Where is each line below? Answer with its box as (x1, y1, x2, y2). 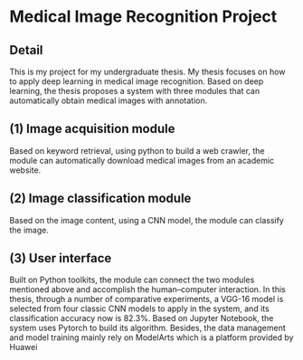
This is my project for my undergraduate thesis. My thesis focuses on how (9, 66, 286, 77)
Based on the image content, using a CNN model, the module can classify (9, 214, 285, 225)
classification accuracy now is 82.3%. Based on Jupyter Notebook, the (9, 313, 274, 324)
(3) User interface (9, 251, 112, 266)
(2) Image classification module (9, 191, 192, 206)
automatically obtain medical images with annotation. (9, 95, 208, 106)
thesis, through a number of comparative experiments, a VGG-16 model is (9, 294, 284, 305)
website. (9, 165, 42, 175)
